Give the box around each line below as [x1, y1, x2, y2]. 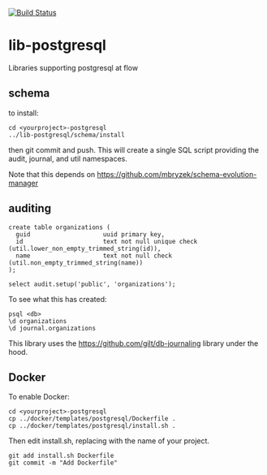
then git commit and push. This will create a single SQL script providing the [8, 145, 260, 154]
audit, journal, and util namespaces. [8, 153, 128, 163]
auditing [8, 201, 51, 215]
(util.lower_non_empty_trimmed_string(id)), [8, 244, 161, 253]
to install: [8, 108, 39, 118]
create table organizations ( [8, 223, 111, 231]
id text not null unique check [15, 237, 198, 245]
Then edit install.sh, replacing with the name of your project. [8, 436, 209, 446]
